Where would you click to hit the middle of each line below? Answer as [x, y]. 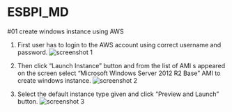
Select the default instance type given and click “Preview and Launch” [118, 94]
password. [32, 52]
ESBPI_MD [38, 12]
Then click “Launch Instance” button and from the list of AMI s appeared [121, 65]
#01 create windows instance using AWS [65, 31]
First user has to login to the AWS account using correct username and [119, 45]
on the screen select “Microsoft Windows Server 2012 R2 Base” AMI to [119, 73]
